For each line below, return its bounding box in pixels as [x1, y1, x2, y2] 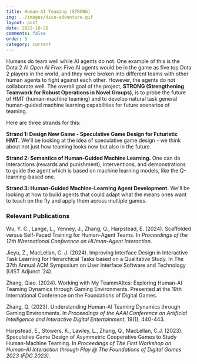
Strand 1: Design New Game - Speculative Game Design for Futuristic [6, 130, 178, 137]
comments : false [6, 31, 46, 37]
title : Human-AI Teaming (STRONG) [6, 8, 91, 15]
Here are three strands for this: [6, 119, 81, 126]
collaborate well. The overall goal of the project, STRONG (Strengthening [6, 82, 184, 90]
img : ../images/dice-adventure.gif [6, 14, 94, 20]
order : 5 [6, 36, 28, 42]
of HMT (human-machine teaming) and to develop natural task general [6, 95, 178, 102]
